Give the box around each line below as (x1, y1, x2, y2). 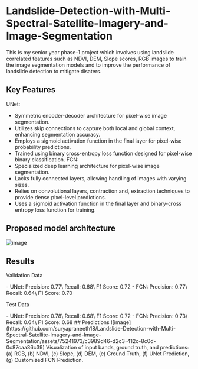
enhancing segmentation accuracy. (14, 131, 101, 138)
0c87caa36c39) (6, 344, 45, 351)
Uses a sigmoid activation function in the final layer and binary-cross (14, 200, 181, 207)
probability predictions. (14, 143, 71, 150)
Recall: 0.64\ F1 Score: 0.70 (6, 290, 72, 297)
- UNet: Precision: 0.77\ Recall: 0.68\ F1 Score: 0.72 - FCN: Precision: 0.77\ (6, 283, 187, 290)
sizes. (14, 181, 29, 188)
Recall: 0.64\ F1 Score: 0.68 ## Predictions (6, 319, 110, 326)
